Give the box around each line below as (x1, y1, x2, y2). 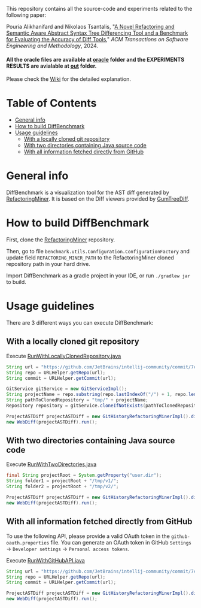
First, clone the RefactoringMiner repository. (6, 236, 115, 243)
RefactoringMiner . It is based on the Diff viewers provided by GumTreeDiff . (6, 195, 190, 202)
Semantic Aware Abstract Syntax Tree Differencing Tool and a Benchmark (6, 29, 188, 37)
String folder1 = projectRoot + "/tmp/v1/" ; (6, 478, 119, 484)
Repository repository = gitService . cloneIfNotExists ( (6, 403, 146, 409)
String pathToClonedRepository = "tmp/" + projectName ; (6, 397, 148, 403)
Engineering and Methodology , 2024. (6, 42, 99, 49)
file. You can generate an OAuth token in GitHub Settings (50, 539, 191, 546)
